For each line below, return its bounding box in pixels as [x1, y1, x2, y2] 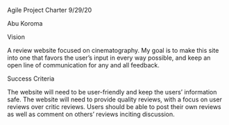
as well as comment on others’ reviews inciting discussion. [7, 110, 175, 118]
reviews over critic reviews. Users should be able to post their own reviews [7, 103, 222, 110]
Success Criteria [7, 74, 55, 83]
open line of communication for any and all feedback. [7, 61, 160, 69]
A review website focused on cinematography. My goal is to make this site [7, 47, 219, 54]
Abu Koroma [7, 19, 43, 27]
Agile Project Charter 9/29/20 [7, 6, 92, 14]
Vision [7, 33, 26, 41]
